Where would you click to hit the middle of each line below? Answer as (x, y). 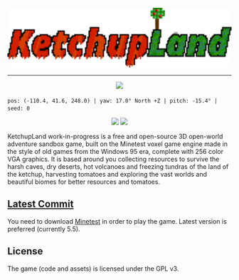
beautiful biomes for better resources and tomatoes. (84, 182)
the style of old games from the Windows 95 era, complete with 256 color (116, 152)
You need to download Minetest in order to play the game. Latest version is (117, 221)
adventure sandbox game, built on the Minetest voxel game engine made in (118, 144)
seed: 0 (19, 109)
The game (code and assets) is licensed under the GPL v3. (93, 269)
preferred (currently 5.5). (44, 229)
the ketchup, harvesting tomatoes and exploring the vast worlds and (107, 175)
